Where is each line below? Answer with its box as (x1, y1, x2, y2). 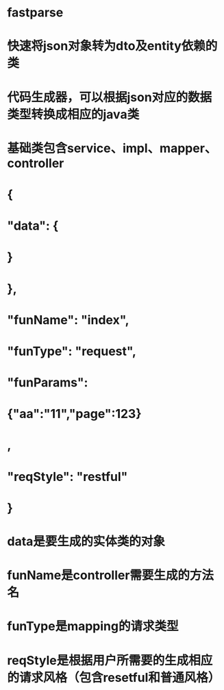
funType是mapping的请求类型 (7, 619, 179, 634)
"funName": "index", (7, 312, 129, 328)
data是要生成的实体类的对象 (7, 534, 166, 549)
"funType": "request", (7, 343, 137, 359)
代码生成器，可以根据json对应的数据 (7, 89, 212, 105)
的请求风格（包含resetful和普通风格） (7, 669, 221, 685)
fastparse (7, 5, 64, 21)
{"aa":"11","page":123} (7, 406, 142, 422)
